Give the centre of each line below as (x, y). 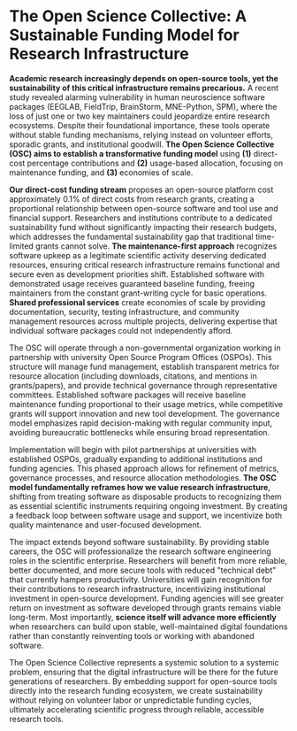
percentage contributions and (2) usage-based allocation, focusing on (155, 163)
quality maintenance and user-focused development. (106, 525)
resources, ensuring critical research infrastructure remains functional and (145, 265)
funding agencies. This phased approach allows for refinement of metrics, (144, 468)
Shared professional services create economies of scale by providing (137, 302)
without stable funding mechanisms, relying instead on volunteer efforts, (141, 135)
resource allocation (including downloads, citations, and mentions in (133, 376)
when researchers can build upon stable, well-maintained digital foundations (148, 627)
